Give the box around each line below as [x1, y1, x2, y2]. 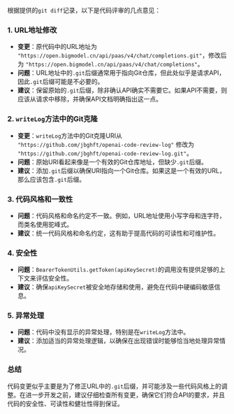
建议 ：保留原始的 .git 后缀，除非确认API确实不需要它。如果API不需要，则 [17, 86, 228, 94]
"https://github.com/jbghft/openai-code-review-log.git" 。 [17, 149, 193, 157]
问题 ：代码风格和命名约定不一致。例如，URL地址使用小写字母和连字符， [17, 211, 226, 220]
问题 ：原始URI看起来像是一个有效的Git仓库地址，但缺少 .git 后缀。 [17, 157, 208, 166]
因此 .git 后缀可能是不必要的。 [17, 78, 104, 86]
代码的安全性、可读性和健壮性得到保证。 [7, 399, 124, 408]
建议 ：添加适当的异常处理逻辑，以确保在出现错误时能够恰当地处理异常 [17, 336, 220, 345]
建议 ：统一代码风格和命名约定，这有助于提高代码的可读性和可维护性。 [17, 229, 220, 237]
